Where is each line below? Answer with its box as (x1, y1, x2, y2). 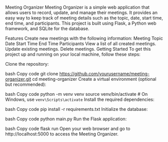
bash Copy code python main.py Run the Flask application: (5, 116, 127, 122)
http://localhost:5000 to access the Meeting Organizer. (5, 131, 119, 137)
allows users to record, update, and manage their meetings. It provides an (5, 10, 158, 16)
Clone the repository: (5, 61, 49, 67)
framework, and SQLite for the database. (5, 26, 89, 32)
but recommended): (5, 81, 47, 87)
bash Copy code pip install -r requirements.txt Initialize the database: (5, 106, 148, 112)
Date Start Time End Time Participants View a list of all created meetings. (5, 41, 156, 47)
